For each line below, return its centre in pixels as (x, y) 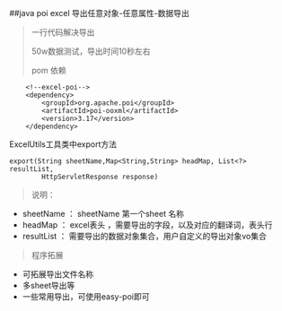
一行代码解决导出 (63, 32)
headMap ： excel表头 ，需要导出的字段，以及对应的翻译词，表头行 (147, 225)
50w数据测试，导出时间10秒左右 (91, 51)
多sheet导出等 (48, 285)
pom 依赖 (48, 70)
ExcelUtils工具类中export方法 (63, 144)
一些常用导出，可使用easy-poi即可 (86, 297)
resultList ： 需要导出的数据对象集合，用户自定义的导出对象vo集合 (144, 236)
